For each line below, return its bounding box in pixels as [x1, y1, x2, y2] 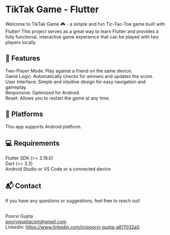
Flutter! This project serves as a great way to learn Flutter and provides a [5, 28, 159, 34]
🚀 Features [5, 54, 40, 63]
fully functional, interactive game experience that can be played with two [5, 33, 159, 40]
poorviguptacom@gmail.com [5, 219, 67, 225]
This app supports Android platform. [5, 123, 82, 129]
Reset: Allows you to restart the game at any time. [5, 95, 110, 101]
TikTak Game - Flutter [5, 4, 99, 15]
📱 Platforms [5, 110, 44, 119]
